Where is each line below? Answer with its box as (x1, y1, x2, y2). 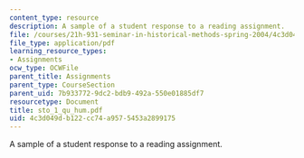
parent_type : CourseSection (9, 80, 116, 89)
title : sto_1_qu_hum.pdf (9, 106, 103, 115)
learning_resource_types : (9, 47, 107, 56)
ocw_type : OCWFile (9, 64, 79, 73)
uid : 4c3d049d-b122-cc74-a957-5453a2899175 (9, 114, 176, 123)
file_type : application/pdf (9, 38, 116, 48)
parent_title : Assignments (9, 72, 111, 81)
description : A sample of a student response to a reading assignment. (9, 22, 285, 31)
